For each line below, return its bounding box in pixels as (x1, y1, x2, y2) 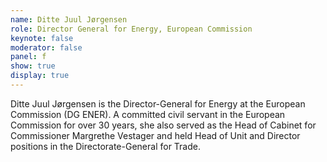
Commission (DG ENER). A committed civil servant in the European (10, 108, 286, 120)
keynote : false (10, 33, 74, 43)
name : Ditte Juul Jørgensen (10, 14, 128, 25)
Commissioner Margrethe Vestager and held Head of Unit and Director (10, 129, 301, 141)
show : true (10, 61, 56, 71)
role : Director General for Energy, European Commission (10, 24, 253, 34)
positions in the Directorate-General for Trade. (10, 140, 201, 152)
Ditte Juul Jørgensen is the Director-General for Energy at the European (10, 97, 306, 110)
